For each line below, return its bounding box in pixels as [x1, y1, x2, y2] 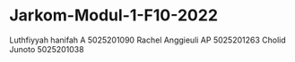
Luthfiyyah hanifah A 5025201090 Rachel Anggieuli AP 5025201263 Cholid [9, 35, 287, 45]
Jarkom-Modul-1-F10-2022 [9, 5, 218, 26]
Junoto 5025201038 [9, 43, 84, 54]
